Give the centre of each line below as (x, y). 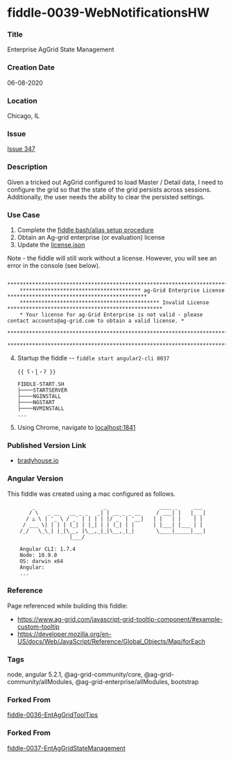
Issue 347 (21, 149)
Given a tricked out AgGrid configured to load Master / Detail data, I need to (115, 182)
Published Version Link (47, 445)
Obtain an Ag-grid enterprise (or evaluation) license (91, 237)
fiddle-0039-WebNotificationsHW (109, 13)
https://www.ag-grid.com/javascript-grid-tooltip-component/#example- (120, 619)
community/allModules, (41, 682)
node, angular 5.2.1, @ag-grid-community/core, (75, 674)
